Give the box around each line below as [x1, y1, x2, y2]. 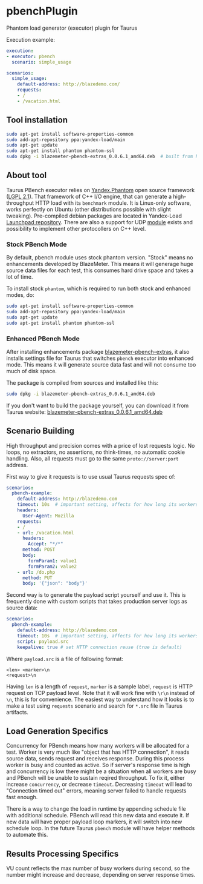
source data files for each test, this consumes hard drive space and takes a [6, 267, 194, 274]
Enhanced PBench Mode [6, 334, 80, 343]
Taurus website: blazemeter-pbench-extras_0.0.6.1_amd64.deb [6, 408, 163, 416]
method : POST [22, 547, 56, 553]
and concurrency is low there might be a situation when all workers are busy [6, 768, 196, 775]
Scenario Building [6, 426, 74, 436]
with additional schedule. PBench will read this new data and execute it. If [6, 812, 189, 819]
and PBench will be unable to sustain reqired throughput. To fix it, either [6, 774, 185, 782]
